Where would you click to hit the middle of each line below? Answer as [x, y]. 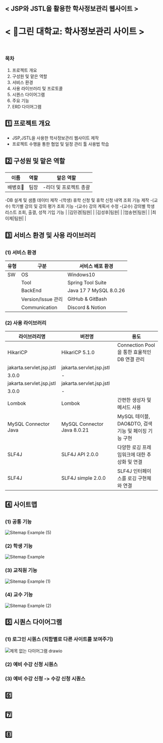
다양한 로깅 [129, 447]
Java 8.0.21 [75, 430]
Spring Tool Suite [87, 282]
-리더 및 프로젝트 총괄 [66, 187]
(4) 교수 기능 [19, 595]
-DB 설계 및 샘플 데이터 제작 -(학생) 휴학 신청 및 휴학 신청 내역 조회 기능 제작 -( [80, 200]
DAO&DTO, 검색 [135, 424]
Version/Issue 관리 [42, 299]
